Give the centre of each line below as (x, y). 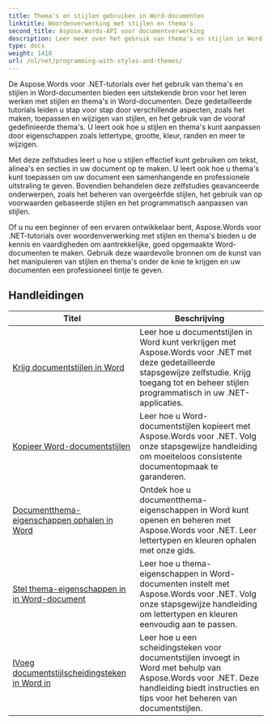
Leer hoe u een (168, 637)
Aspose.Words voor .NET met (196, 352)
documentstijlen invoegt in (190, 658)
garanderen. (163, 476)
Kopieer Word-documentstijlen (72, 446)
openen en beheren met (185, 520)
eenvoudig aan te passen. (189, 624)
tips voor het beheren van (188, 698)
